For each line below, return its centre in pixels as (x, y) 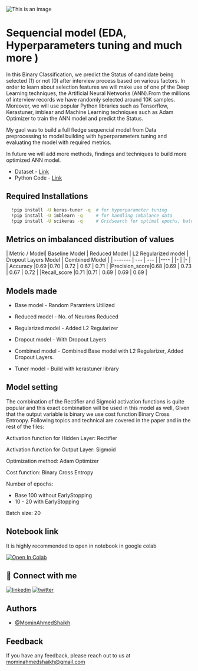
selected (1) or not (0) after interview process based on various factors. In (96, 80)
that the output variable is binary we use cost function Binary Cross (88, 414)
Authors (22, 608)
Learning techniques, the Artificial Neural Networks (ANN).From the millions (98, 93)
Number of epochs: (30, 484)
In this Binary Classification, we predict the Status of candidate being (90, 74)
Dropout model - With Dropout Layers (60, 339)
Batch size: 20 (24, 513)
